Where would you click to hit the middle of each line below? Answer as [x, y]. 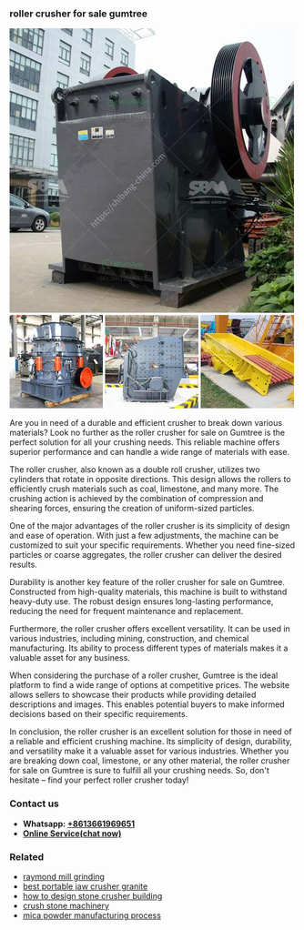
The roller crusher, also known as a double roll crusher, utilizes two [135, 470]
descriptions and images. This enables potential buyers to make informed [147, 704]
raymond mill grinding [63, 876]
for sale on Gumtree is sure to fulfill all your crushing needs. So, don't [140, 771]
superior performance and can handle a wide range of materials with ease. [149, 452]
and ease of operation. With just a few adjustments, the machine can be [144, 536]
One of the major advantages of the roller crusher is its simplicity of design [150, 526]
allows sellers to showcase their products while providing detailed [133, 695]
